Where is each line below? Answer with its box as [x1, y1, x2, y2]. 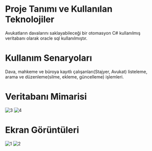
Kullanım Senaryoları [5, 52, 92, 64]
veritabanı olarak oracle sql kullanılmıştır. [5, 35, 88, 41]
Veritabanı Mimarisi [5, 91, 87, 102]
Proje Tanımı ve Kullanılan [5, 3, 113, 15]
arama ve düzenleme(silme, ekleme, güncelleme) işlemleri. [5, 74, 124, 79]
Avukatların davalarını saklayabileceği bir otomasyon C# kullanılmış [5, 30, 141, 36]
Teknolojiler [5, 14, 55, 25]
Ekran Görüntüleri [5, 125, 80, 135]
